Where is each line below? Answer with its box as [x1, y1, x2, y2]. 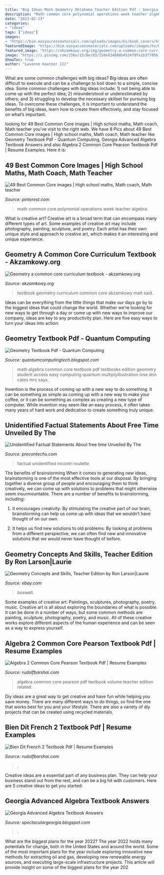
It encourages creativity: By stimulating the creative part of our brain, [12, 506, 151, 512]
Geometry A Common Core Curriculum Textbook [5, 250, 157, 259]
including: [5, 496, 25, 502]
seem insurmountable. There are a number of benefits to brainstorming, [5, 491, 150, 497]
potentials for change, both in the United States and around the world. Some [5, 843, 159, 849]
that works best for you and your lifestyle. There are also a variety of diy [5, 704, 150, 710]
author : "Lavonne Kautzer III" [5, 62, 69, 67]
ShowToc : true [5, 57, 34, 62]
